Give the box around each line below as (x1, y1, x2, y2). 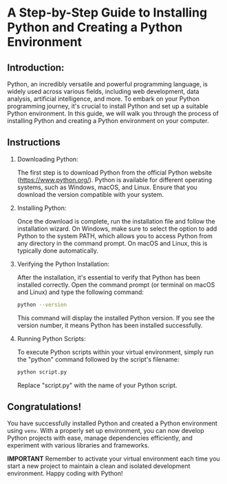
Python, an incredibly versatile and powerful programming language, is (7, 80, 208, 88)
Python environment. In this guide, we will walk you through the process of (7, 109, 219, 117)
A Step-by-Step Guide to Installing (7, 5, 208, 21)
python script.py (17, 368, 67, 376)
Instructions (7, 137, 61, 148)
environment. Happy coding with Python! (7, 470, 123, 478)
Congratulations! (7, 400, 82, 412)
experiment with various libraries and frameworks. (7, 441, 150, 449)
